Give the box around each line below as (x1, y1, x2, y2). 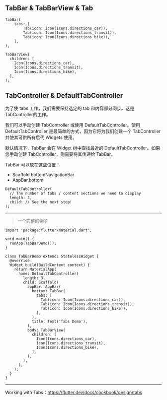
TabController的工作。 (5, 111, 51, 117)
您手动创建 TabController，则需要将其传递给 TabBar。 (5, 151, 116, 157)
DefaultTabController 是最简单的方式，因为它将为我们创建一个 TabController (5, 128, 161, 134)
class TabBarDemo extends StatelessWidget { (5, 254, 99, 259)
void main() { (5, 236, 35, 241)
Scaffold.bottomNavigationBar (12, 171, 75, 178)
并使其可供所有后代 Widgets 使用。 (5, 134, 77, 140)
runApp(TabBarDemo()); (9, 241, 57, 246)
